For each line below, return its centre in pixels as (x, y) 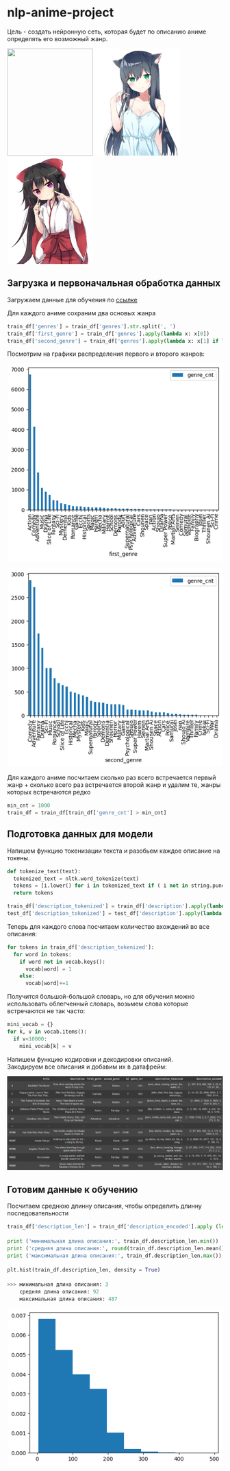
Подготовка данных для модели (80, 834)
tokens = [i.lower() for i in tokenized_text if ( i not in (101, 886)
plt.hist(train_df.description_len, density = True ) (84, 1270)
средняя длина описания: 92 (59, 1292)
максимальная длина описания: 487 (68, 1299)
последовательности (38, 1213)
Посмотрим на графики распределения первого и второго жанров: (106, 354)
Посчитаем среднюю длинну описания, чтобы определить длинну (104, 1206)
